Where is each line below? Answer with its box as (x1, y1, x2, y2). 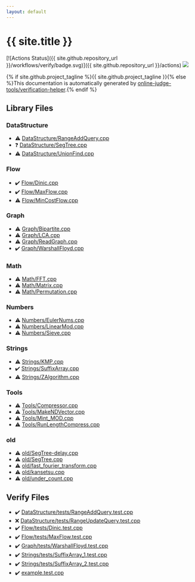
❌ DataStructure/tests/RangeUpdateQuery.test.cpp (14, 517, 141, 525)
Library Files (6, 103, 54, 113)
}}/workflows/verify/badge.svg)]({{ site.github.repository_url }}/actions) (6, 61, 182, 69)
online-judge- (137, 79, 172, 87)
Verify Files (6, 492, 49, 502)
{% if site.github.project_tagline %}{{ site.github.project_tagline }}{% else (6, 73, 187, 80)
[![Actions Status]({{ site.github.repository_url (6, 54, 118, 62)
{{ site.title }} (6, 34, 73, 48)
